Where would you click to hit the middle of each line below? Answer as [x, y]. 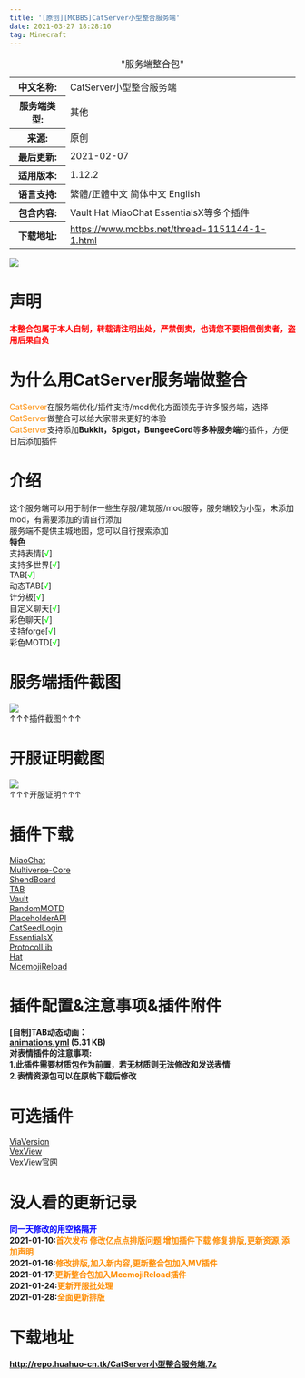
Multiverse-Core [40, 870]
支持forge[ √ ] [33, 631]
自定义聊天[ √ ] [35, 608]
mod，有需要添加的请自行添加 [66, 519]
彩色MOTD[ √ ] [35, 642]
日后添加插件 [33, 440]
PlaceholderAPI [38, 918]
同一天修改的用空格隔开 [53, 1229]
